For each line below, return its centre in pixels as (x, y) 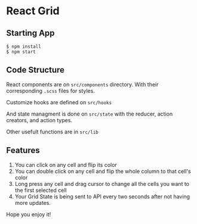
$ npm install (24, 46)
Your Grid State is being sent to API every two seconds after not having (102, 196)
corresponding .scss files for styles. (51, 91)
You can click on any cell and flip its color (66, 164)
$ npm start (21, 52)
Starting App (30, 33)
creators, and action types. (39, 120)
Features (23, 150)
